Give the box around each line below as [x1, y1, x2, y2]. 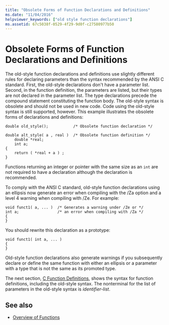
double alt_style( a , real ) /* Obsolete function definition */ [5, 133, 151, 138]
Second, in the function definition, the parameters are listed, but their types [5, 87, 162, 93]
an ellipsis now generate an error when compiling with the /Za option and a [5, 190, 161, 196]
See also [5, 301, 33, 309]
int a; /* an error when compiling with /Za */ [5, 209, 144, 214]
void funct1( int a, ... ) [5, 237, 62, 242]
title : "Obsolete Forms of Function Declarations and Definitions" [5, 7, 151, 13]
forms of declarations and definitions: [5, 114, 83, 120]
